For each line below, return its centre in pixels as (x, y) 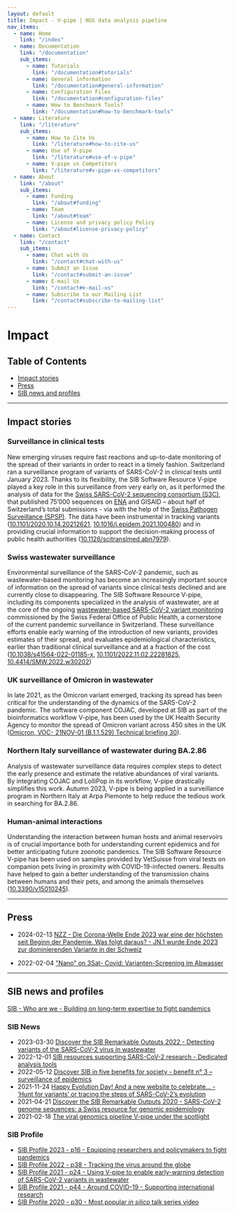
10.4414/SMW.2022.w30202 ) (50, 662)
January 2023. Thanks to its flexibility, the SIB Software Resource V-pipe (112, 479)
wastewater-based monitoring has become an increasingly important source (117, 580)
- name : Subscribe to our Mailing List (84, 294)
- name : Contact (37, 236)
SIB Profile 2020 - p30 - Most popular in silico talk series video (108, 1202)
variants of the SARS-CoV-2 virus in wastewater (86, 1049)
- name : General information (68, 79)
